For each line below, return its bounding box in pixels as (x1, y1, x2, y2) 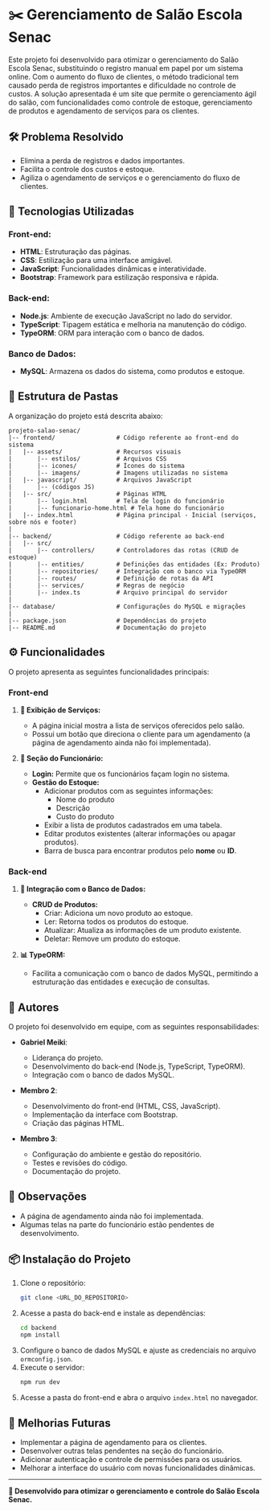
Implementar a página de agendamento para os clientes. (19, 1438, 207, 1447)
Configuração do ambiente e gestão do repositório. (31, 1150, 202, 1160)
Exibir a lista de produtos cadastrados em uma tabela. (43, 820, 223, 830)
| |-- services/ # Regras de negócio (8, 581, 185, 589)
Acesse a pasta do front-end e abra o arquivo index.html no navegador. (19, 1393, 259, 1402)
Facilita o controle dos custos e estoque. (19, 164, 155, 174)
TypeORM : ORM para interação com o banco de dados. (19, 328, 205, 338)
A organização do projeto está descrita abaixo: (8, 411, 163, 421)
